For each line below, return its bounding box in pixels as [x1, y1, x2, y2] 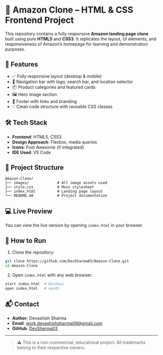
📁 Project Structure [5, 163, 64, 171]
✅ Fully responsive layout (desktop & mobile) [12, 73, 102, 79]
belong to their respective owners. [16, 345, 86, 351]
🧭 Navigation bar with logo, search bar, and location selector [12, 79, 133, 85]
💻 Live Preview [5, 207, 52, 215]
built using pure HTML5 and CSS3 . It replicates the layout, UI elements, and [5, 36, 157, 42]
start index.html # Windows [5, 281, 64, 286]
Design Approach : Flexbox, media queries [12, 139, 97, 145]
